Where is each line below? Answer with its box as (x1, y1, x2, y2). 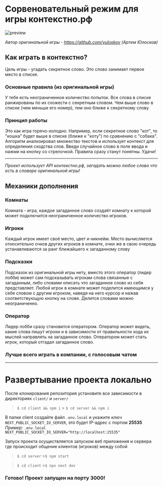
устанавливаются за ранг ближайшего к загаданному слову (5, 246, 130, 252)
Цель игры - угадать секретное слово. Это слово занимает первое (5, 66, 145, 72)
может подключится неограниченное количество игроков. (5, 213, 128, 219)
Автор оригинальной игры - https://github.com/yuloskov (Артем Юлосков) (5, 39, 158, 45)
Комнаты (5, 196, 28, 203)
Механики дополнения (5, 182, 79, 190)
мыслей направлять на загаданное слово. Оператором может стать (5, 334, 147, 340)
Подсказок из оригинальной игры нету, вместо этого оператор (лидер (5, 269, 152, 275)
